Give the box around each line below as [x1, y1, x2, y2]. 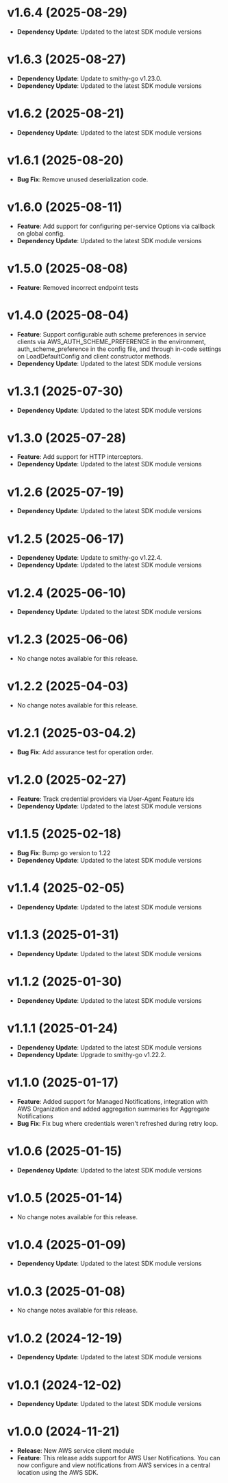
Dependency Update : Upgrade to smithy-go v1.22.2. [16, 1050, 166, 1059]
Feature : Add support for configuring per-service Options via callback [16, 222, 216, 230]
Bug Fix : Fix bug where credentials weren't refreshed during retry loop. [16, 1119, 218, 1127]
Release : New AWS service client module [16, 1447, 135, 1455]
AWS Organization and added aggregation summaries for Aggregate [16, 1105, 210, 1113]
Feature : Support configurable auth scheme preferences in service [16, 330, 207, 338]
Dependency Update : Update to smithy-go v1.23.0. [16, 74, 162, 82]
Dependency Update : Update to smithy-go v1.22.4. [16, 554, 162, 562]
